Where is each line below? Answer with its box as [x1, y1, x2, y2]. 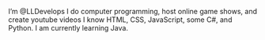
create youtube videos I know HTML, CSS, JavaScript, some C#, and [8, 15, 233, 24]
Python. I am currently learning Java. [8, 24, 129, 32]
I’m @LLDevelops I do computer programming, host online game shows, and [8, 7, 258, 16]
